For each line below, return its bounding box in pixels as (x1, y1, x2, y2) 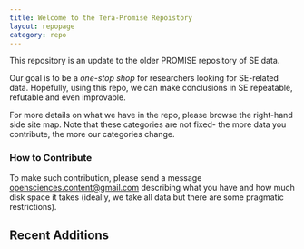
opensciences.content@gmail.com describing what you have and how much (9, 182, 295, 193)
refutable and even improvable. (9, 92, 126, 103)
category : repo (9, 30, 67, 39)
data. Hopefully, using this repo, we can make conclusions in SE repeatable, (9, 83, 293, 94)
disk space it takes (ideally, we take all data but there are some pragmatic (9, 192, 284, 203)
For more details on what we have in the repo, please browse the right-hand (9, 110, 293, 121)
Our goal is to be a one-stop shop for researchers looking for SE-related (9, 73, 279, 84)
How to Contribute (9, 152, 93, 164)
